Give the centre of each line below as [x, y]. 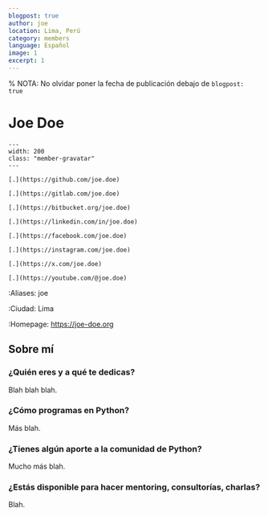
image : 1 [23, 53]
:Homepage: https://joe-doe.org [61, 324]
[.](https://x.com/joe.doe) [55, 264]
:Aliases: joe [28, 293]
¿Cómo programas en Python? [69, 411]
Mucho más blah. [37, 466]
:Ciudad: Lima [31, 308]
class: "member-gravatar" [51, 158]
